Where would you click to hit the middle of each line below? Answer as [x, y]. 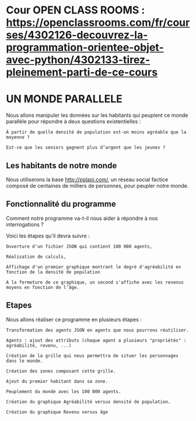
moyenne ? [18, 137]
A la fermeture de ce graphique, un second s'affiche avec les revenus [95, 282]
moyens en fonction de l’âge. [43, 287]
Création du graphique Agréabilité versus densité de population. [88, 402]
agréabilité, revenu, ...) [39, 346]
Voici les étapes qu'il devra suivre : [48, 236]
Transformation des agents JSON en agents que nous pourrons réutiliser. [98, 330]
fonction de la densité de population [53, 272]
